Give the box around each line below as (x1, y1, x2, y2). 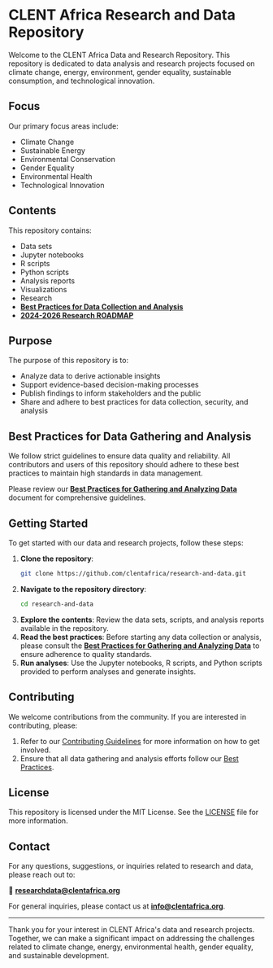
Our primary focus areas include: (8, 120, 119, 131)
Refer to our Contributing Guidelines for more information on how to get (19, 736, 260, 746)
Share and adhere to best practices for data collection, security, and (19, 397, 249, 407)
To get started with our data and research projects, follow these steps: (8, 538, 244, 547)
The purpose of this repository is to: (8, 356, 128, 366)
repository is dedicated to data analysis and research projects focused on (8, 59, 255, 68)
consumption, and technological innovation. (8, 76, 155, 85)
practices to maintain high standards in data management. (8, 468, 203, 478)
